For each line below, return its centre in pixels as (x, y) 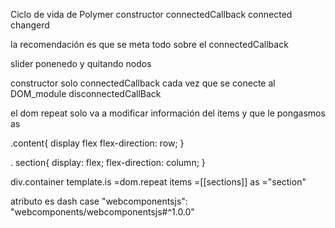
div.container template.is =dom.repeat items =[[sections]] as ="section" (158, 182)
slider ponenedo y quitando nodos (81, 63)
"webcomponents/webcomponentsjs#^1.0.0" (102, 212)
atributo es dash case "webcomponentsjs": (99, 201)
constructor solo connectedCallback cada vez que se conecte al (143, 83)
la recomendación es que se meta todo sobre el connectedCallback (149, 44)
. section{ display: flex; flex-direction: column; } (108, 162)
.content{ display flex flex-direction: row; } (97, 143)
